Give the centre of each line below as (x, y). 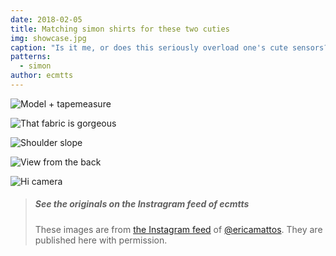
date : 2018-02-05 (46, 19)
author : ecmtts (42, 76)
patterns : (31, 57)
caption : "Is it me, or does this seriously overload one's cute (149, 47)
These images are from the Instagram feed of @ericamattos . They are (178, 229)
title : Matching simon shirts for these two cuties (120, 29)
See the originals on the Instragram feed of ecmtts (142, 204)
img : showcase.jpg (48, 38)
